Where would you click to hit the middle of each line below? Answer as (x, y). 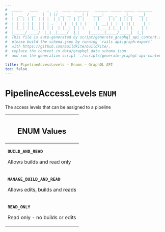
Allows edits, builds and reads (42, 190)
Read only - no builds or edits (42, 217)
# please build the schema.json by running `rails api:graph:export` (79, 42)
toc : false (16, 69)
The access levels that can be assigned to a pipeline (58, 107)
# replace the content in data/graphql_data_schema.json (66, 51)
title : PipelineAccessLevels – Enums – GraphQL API (59, 65)
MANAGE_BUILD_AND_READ (34, 179)
